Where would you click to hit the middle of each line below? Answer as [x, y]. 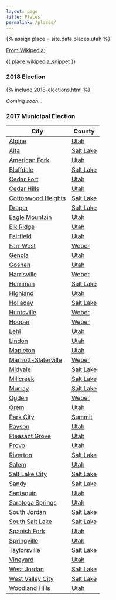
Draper [18, 207]
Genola [19, 255]
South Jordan [28, 512]
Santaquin [23, 493]
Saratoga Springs [33, 502]
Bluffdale [21, 169]
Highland [21, 293]
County [84, 131]
